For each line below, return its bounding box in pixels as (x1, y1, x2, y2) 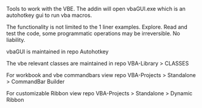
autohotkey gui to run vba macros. (6, 12, 92, 19)
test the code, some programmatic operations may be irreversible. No (6, 30, 181, 37)
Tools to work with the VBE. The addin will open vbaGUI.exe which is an (6, 5, 186, 12)
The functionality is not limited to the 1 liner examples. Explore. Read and (6, 24, 188, 30)
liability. (6, 36, 25, 43)
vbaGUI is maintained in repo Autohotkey (6, 48, 109, 55)
